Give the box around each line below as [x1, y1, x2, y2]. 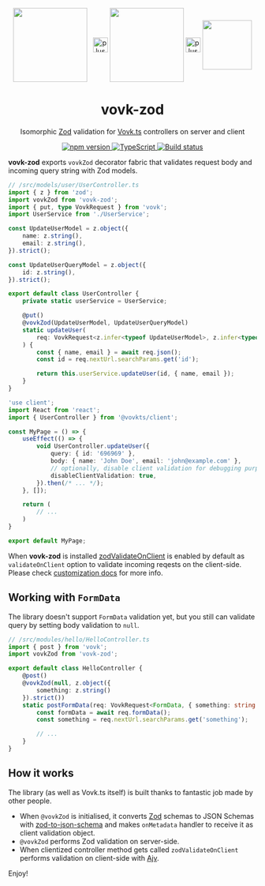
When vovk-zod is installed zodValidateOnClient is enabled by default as [8, 551, 245, 561]
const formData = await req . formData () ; [36, 708, 171, 716]
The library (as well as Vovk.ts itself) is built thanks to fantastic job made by [8, 787, 254, 797]
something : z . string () [36, 686, 111, 694]
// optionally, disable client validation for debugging [50, 464, 242, 472]
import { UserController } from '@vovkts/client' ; [8, 413, 178, 422]
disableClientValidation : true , [50, 471, 157, 479]
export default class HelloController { [8, 664, 144, 673]
